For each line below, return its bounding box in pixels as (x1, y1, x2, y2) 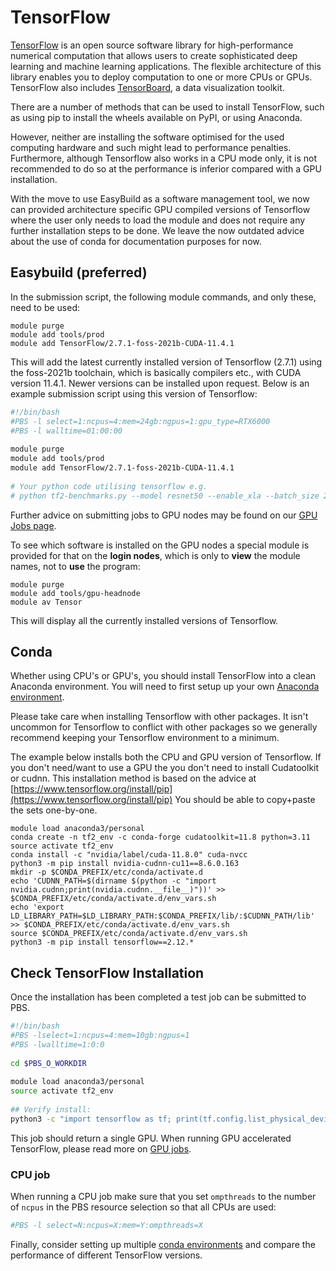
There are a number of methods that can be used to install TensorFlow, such (10, 101, 325, 113)
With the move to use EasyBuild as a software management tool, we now (10, 192, 310, 205)
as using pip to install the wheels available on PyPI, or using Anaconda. (10, 111, 303, 123)
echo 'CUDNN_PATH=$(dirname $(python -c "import (10, 876, 217, 886)
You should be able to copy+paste (174, 794, 316, 806)
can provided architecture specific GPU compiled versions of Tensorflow (10, 203, 311, 215)
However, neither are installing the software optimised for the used (10, 131, 285, 143)
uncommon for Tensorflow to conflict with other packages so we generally (10, 721, 318, 733)
